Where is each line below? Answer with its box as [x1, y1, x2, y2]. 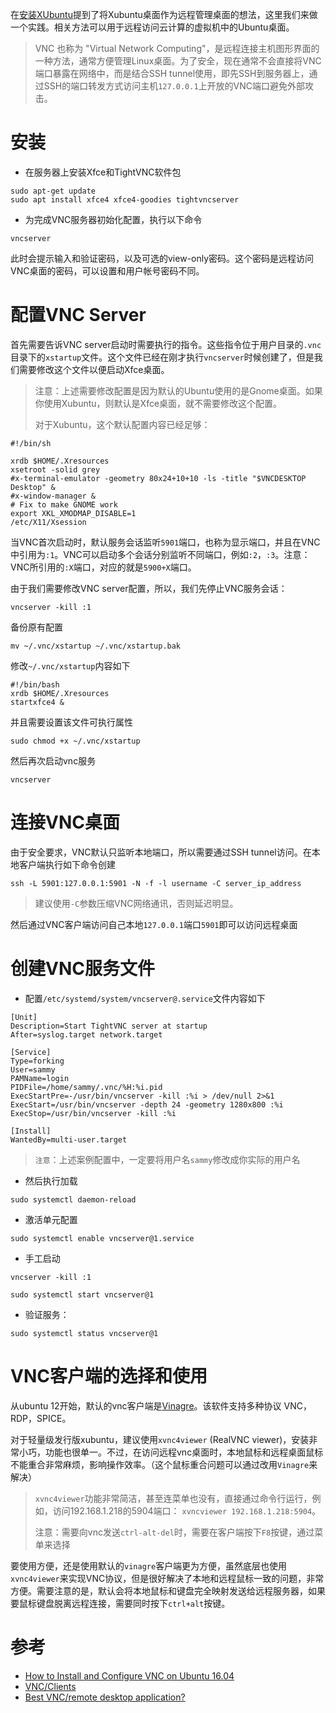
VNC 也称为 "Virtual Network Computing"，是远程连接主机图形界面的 [34, 43, 320, 54]
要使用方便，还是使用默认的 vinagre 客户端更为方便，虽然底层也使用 [10, 1559, 288, 1572]
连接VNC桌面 [10, 811, 120, 834]
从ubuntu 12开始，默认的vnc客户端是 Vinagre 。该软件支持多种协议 [10, 1399, 282, 1412]
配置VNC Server [10, 304, 147, 327]
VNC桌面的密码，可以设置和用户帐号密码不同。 [10, 264, 205, 277]
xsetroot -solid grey [10, 464, 101, 475]
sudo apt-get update [10, 186, 97, 196]
